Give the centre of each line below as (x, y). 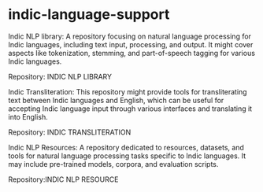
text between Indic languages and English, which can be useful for (116, 100)
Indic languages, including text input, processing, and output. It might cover (131, 44)
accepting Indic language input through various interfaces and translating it (130, 109)
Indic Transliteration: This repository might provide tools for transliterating (128, 91)
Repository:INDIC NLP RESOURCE (63, 179)
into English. (28, 116)
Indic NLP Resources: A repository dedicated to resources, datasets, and (126, 147)
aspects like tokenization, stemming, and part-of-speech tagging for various (132, 53)
